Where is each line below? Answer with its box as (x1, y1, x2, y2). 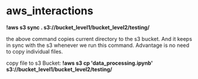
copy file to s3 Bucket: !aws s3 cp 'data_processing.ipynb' (6, 59, 153, 67)
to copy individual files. (6, 48, 63, 55)
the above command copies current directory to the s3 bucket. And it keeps (6, 35, 193, 42)
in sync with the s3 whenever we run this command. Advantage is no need (6, 42, 190, 49)
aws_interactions (6, 4, 94, 18)
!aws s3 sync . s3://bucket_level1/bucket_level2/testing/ (6, 24, 150, 31)
